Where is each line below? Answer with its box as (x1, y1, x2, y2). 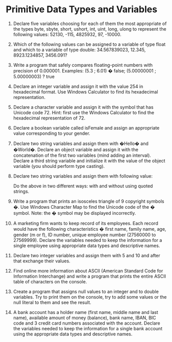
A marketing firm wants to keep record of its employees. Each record (13, 220, 159, 226)
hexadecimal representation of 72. (13, 115, 86, 121)
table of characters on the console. (13, 278, 87, 284)
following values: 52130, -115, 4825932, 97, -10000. (13, 31, 121, 37)
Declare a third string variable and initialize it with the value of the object (13, 157, 165, 164)
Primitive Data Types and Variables (6, 4, 158, 15)
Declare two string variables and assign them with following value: (13, 173, 153, 179)
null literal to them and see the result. (13, 299, 91, 305)
